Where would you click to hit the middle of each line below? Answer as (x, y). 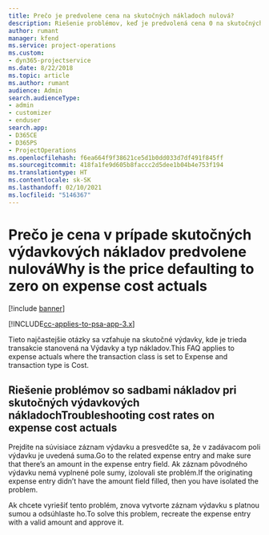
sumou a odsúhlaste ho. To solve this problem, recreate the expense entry (130, 514)
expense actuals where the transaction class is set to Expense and (118, 356)
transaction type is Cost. (49, 365)
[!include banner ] (37, 308)
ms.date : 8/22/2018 (41, 68)
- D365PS (23, 143)
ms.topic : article (39, 76)
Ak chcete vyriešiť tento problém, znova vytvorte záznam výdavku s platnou (134, 505)
